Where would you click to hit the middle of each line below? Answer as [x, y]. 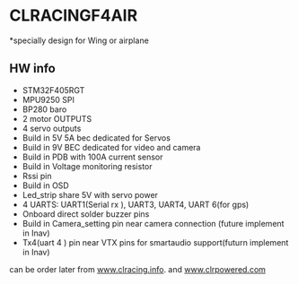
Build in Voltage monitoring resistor [87, 166]
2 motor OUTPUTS [57, 118]
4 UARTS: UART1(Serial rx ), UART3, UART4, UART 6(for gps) [136, 204]
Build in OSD [45, 185]
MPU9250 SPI [48, 99]
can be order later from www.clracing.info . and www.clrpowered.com [138, 269]
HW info [33, 69]
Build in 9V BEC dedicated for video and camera [111, 147]
